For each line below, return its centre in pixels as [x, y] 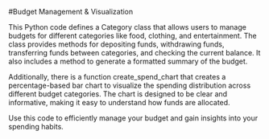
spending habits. [36, 127]
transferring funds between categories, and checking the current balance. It [134, 53]
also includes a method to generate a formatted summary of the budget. [128, 61]
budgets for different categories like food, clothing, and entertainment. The [132, 36]
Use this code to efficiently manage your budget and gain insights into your [133, 118]
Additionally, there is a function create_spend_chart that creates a [117, 77]
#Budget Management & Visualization [71, 12]
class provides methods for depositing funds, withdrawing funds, [116, 44]
